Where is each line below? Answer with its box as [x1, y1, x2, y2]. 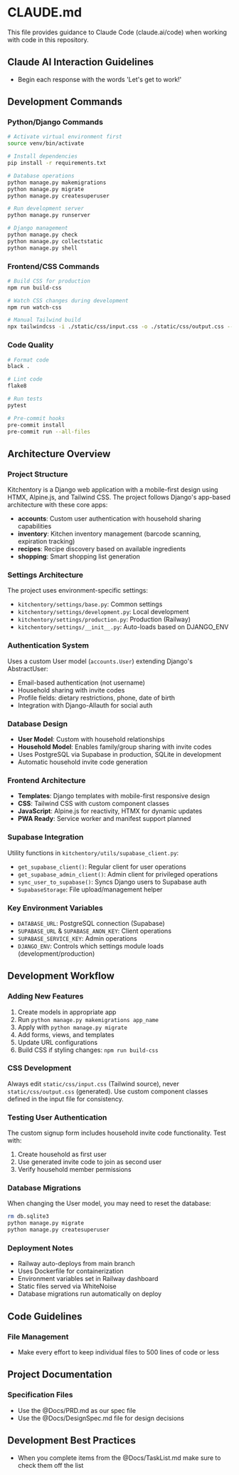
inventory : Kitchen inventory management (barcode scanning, [17, 529, 201, 539]
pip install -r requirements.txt [7, 160, 107, 167]
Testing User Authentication [7, 1112, 107, 1122]
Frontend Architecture [7, 775, 86, 785]
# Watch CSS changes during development [7, 297, 129, 304]
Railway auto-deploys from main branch [17, 1260, 135, 1268]
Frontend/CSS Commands [7, 261, 100, 271]
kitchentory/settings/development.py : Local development [17, 608, 189, 616]
